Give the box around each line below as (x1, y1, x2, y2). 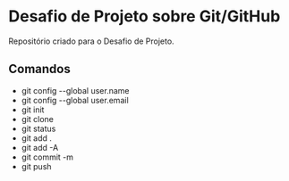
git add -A (21, 142, 59, 152)
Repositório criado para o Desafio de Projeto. (8, 36, 175, 46)
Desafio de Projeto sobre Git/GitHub (8, 6, 281, 27)
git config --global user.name (21, 85, 131, 95)
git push (21, 160, 52, 171)
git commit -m (21, 152, 73, 162)
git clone (21, 113, 55, 124)
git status (21, 123, 56, 134)
